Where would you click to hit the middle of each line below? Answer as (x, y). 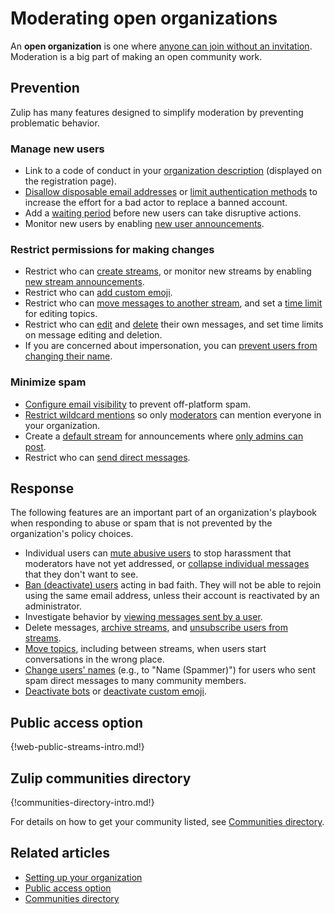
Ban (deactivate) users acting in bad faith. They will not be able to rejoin (173, 585)
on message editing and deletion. (93, 335)
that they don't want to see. (81, 574)
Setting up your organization (83, 877)
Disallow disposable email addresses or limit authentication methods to (171, 192)
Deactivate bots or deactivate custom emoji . (115, 691)
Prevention (45, 88)
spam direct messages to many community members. (135, 681)
